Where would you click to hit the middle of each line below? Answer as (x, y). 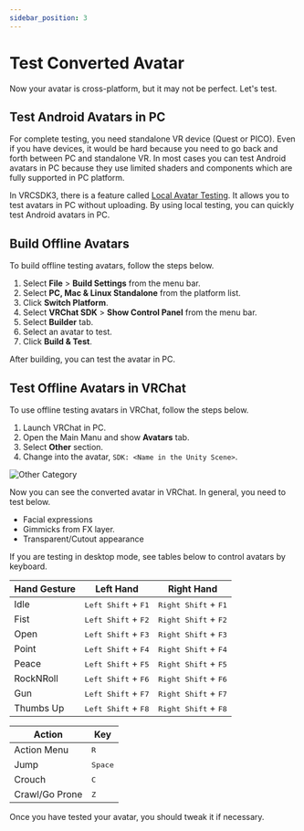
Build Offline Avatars (69, 243)
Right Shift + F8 (193, 708)
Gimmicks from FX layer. (69, 529)
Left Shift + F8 (117, 708)
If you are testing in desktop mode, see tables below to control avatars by (147, 557)
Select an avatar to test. (67, 332)
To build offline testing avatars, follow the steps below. (112, 266)
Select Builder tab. (58, 322)
